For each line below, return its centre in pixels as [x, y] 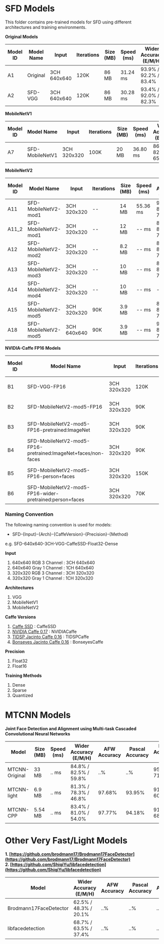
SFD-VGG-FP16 [46, 386]
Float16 [19, 666]
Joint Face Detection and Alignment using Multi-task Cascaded [71, 729]
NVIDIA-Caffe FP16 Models [33, 348]
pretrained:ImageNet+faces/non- [66, 453]
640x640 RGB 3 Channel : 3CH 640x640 [53, 563]
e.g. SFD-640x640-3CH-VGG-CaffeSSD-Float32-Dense [61, 544]
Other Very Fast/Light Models [66, 841]
